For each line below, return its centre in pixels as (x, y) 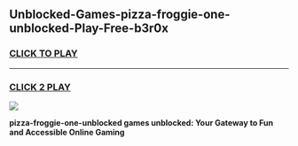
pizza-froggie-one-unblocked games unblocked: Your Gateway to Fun (141, 122)
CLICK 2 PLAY (40, 87)
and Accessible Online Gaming (67, 132)
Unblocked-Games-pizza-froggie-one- (120, 15)
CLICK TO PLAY (43, 54)
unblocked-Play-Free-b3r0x (89, 29)
